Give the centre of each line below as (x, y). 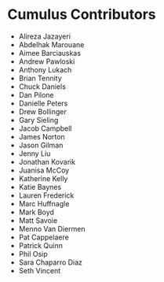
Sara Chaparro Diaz (51, 262)
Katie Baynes (40, 187)
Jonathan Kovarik (47, 161)
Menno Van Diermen (52, 228)
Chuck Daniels (42, 86)
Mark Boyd (36, 212)
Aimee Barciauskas (50, 53)
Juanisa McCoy (44, 170)
